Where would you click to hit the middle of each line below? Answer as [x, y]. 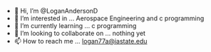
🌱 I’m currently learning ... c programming [75, 26]
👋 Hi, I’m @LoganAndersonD [56, 11]
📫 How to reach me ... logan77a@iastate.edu [81, 41]
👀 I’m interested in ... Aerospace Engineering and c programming [109, 18]
